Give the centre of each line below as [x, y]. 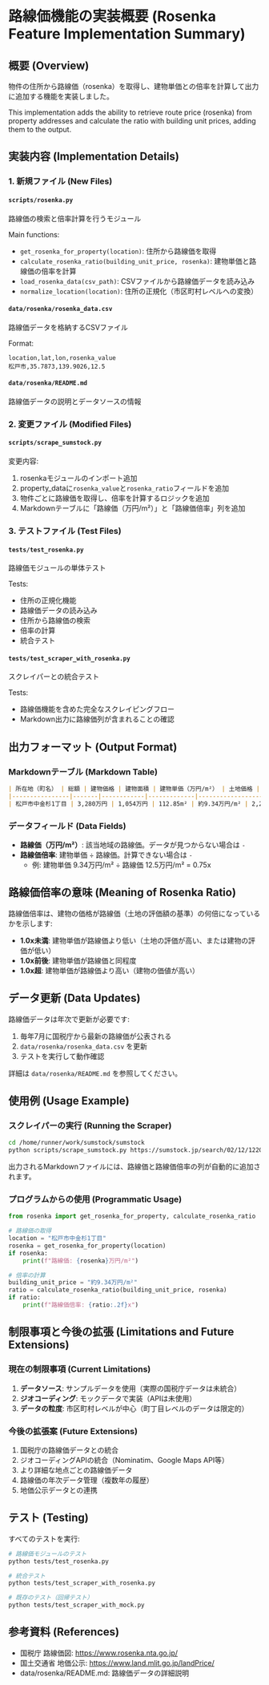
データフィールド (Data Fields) [67, 826]
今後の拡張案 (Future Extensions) [73, 1431]
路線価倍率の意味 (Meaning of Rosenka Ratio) [122, 893]
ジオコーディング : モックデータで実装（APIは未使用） [108, 1398]
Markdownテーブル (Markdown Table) [83, 772]
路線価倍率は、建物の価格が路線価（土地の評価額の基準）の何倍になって [127, 913]
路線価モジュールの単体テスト [57, 568]
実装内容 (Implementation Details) [94, 157]
